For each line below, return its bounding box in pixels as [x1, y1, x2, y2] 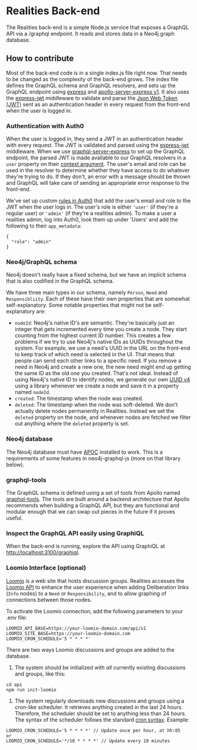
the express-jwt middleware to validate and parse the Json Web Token [6, 94, 178, 101]
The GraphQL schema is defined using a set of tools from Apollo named [6, 489, 181, 496]
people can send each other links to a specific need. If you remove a [14, 357, 182, 364]
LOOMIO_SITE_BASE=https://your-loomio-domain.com [6, 630, 131, 636]
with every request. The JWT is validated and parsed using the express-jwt [6, 142, 189, 149]
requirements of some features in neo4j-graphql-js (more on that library [6, 454, 181, 461]
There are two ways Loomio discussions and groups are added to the [6, 646, 175, 653]
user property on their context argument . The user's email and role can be [6, 161, 186, 168]
